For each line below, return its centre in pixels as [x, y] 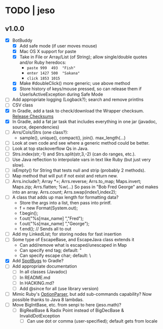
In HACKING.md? [37, 283]
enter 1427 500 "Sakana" [53, 74]
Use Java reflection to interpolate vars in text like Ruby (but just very [81, 159]
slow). [18, 165]
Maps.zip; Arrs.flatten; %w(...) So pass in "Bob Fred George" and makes [85, 187]
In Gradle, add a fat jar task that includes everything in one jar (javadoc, [84, 121]
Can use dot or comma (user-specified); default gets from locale [92, 321]
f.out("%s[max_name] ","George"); [54, 224]
